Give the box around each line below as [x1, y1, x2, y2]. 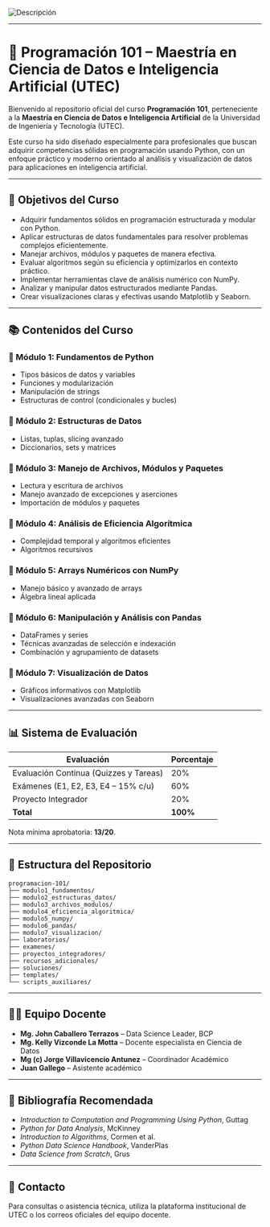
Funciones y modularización [19, 378, 114, 388]
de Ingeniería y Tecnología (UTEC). [8, 121, 125, 130]
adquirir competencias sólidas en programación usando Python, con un [8, 145, 245, 154]
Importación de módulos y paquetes [19, 498, 141, 508]
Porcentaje [170, 754, 215, 765]
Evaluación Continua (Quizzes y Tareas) [12, 768, 163, 779]
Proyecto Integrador [12, 793, 88, 805]
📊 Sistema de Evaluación [8, 726, 138, 739]
